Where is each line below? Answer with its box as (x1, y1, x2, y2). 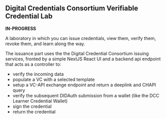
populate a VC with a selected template (12, 76, 95, 83)
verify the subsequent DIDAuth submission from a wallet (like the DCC (12, 92, 160, 98)
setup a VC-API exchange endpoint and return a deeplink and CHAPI (12, 82, 156, 88)
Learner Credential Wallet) (12, 98, 68, 104)
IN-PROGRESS (5, 25, 37, 31)
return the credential (12, 108, 56, 114)
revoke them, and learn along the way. (5, 41, 85, 47)
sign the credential (12, 103, 52, 109)
